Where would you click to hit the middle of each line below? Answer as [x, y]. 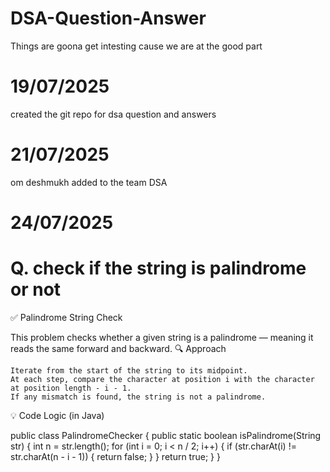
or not [36, 289]
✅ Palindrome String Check [66, 317]
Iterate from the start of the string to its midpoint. [129, 370]
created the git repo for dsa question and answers [113, 114]
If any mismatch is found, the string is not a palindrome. [138, 397]
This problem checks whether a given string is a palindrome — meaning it [162, 337]
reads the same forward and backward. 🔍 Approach [118, 348]
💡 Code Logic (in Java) [57, 415]
